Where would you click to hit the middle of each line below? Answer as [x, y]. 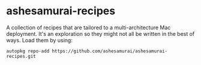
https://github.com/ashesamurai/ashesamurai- [110, 51]
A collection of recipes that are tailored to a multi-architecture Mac [88, 27]
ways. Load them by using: [40, 40]
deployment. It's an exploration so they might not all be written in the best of [100, 33]
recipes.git [21, 56]
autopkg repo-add [28, 51]
